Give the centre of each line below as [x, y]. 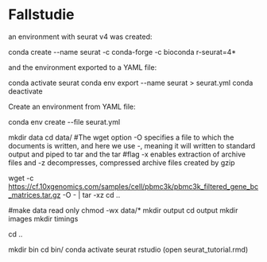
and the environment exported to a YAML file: [83, 67]
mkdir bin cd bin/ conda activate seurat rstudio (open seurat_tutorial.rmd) [128, 249]
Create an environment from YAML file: [72, 106]
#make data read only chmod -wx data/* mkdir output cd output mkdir [123, 210]
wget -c [21, 178]
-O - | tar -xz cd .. [91, 195]
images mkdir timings [43, 218]
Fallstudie [41, 15]
